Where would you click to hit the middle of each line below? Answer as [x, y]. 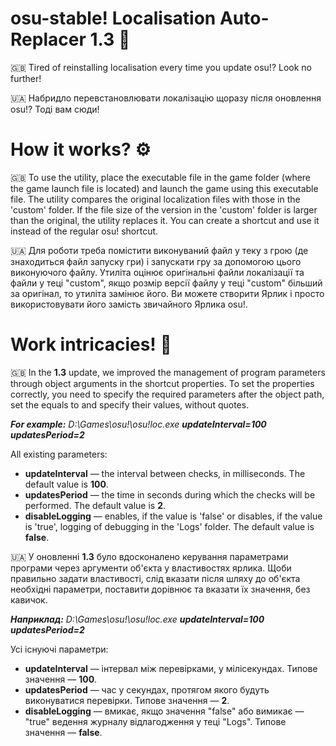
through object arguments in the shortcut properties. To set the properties [162, 383]
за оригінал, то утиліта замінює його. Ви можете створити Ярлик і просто [167, 293]
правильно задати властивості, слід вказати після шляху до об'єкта [155, 578]
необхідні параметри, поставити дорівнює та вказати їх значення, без [160, 589]
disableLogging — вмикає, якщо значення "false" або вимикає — [164, 711]
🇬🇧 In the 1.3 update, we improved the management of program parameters [168, 372]
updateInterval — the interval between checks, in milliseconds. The [165, 473]
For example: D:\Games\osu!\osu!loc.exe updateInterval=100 [138, 424]
